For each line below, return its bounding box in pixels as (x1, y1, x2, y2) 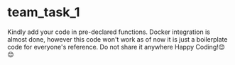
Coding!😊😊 (195, 42, 226, 51)
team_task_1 (7, 4, 80, 20)
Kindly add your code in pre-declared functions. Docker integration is (7, 28, 211, 36)
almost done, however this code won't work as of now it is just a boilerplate (7, 35, 228, 43)
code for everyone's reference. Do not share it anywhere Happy (7, 42, 195, 51)
